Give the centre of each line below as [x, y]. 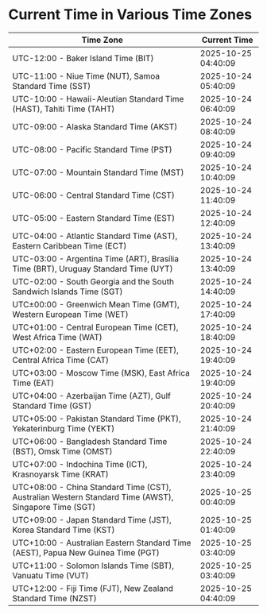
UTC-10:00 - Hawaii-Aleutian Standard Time [98, 98]
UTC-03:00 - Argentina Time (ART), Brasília [95, 258]
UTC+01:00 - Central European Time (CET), [95, 327]
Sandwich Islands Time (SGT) [68, 292]
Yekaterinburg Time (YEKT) [64, 428]
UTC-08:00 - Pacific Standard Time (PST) [92, 149]
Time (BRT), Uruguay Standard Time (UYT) [93, 268]
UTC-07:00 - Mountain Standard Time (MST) [98, 172]
